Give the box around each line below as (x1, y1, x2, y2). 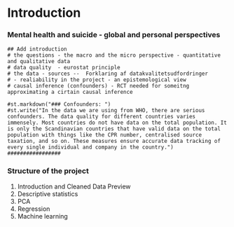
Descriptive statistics (17, 189, 78, 198)
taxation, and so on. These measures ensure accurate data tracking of (7, 138, 221, 145)
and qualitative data (7, 58, 71, 65)
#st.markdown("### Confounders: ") (7, 101, 111, 108)
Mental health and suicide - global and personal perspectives (7, 30, 221, 40)
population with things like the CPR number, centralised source (7, 132, 202, 139)
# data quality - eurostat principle (7, 64, 121, 71)
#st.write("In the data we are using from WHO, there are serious (7, 107, 205, 114)
